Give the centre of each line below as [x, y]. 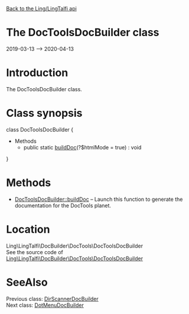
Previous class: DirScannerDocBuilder [52, 299]
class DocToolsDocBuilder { [40, 129]
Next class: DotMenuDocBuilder [45, 305]
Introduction [37, 73]
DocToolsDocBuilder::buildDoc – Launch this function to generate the [99, 199]
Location [28, 229]
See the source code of [35, 252]
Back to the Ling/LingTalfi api [41, 9]
